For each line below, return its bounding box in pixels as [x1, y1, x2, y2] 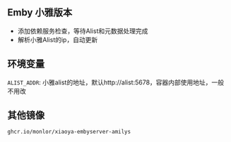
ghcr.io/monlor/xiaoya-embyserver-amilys [7, 129, 131, 136]
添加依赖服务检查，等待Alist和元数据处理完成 [17, 27, 148, 35]
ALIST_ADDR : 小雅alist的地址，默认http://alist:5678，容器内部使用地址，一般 [7, 78, 225, 86]
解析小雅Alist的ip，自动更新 [17, 35, 98, 44]
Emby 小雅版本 [7, 6, 73, 19]
